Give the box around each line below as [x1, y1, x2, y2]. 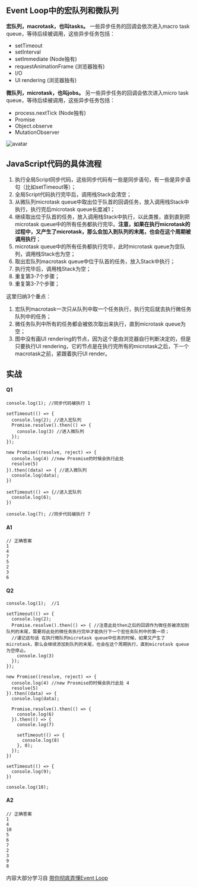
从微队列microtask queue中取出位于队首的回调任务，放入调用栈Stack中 [14, 198, 190, 205]
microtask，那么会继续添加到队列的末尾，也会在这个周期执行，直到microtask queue [6, 641, 189, 647]
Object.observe [14, 122, 53, 129]
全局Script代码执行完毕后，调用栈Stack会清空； [14, 190, 132, 198]
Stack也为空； [40, 250, 76, 257]
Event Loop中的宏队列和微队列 [6, 5, 119, 16]
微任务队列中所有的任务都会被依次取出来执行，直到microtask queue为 [14, 320, 186, 327]
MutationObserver [14, 129, 60, 136]
